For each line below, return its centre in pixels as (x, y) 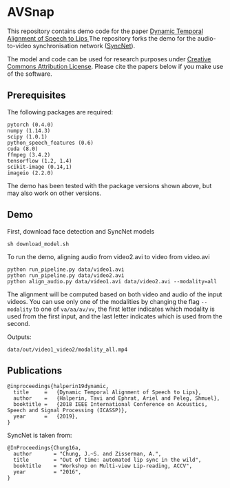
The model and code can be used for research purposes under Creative (109, 59)
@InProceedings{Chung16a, (44, 448)
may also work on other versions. (54, 193)
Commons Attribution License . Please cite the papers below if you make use (115, 66)
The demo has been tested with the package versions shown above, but (109, 185)
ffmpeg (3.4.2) (29, 155)
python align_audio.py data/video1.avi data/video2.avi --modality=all (112, 281)
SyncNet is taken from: (40, 436)
